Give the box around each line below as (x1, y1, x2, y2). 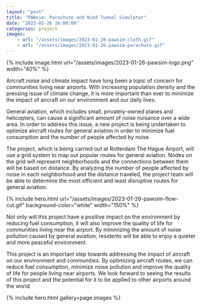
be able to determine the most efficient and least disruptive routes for (6, 177, 179, 184)
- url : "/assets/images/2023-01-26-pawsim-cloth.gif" (17, 37, 155, 43)
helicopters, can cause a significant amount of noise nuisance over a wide (6, 114, 191, 121)
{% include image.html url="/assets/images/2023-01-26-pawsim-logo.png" (6, 58, 194, 66)
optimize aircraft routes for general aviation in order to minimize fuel (6, 127, 175, 134)
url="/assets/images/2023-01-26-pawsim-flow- (60, 195, 179, 202)
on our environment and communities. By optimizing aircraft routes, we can (6, 256, 193, 264)
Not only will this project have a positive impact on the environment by (6, 213, 180, 220)
